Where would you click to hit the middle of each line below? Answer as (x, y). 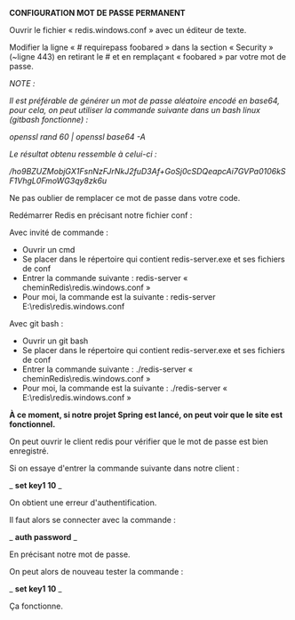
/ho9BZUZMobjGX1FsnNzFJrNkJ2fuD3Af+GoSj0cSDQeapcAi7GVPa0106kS (147, 171)
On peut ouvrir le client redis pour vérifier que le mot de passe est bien (139, 441)
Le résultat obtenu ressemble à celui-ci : (83, 154)
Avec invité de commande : (59, 232)
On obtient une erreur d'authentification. (83, 503)
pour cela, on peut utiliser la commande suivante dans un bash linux (135, 110)
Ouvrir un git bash (55, 341)
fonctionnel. (32, 424)
